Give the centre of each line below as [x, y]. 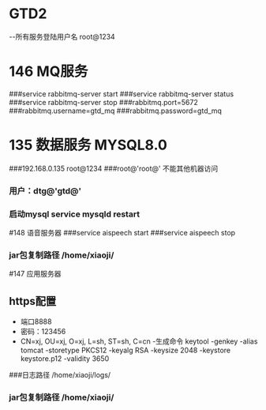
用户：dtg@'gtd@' [45, 190]
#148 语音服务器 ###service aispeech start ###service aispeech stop [122, 233]
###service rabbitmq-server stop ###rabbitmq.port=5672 [103, 102]
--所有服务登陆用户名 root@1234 [62, 36]
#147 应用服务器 [35, 274]
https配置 [33, 301]
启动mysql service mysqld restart [75, 214]
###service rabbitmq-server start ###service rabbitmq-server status [122, 94]
